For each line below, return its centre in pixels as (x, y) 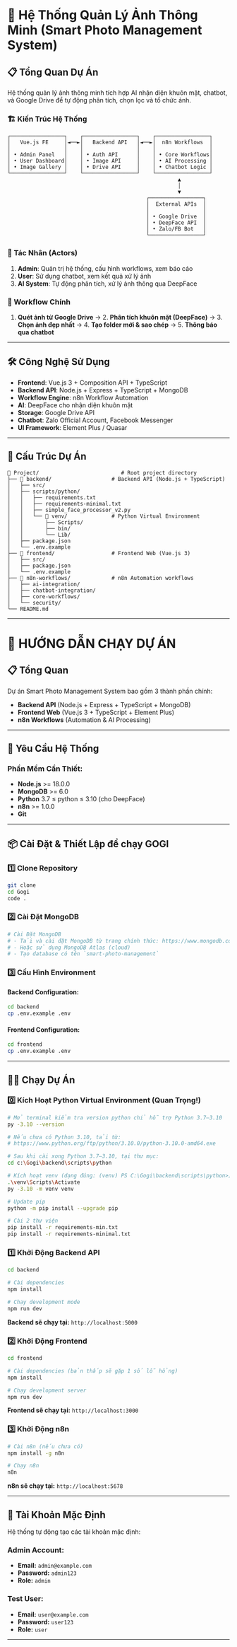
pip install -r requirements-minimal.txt (69, 1234)
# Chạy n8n (23, 1466)
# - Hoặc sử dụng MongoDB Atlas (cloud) (69, 948)
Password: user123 (45, 1622)
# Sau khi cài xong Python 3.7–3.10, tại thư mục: (83, 1156)
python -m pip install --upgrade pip (63, 1208)
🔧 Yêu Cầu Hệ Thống (53, 749)
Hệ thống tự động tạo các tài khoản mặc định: (74, 1532)
